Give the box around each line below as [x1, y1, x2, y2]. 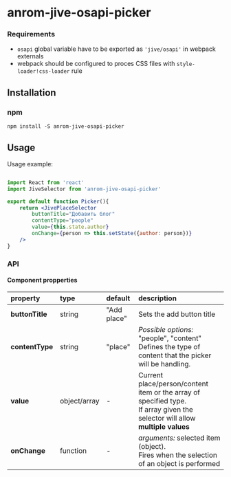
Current [138, 370, 164, 379]
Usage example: [7, 159, 54, 168]
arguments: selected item [138, 433, 221, 443]
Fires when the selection [138, 450, 218, 460]
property [10, 293, 41, 303]
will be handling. [138, 359, 191, 368]
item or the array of [138, 387, 201, 397]
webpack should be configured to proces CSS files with [16, 60, 175, 68]
